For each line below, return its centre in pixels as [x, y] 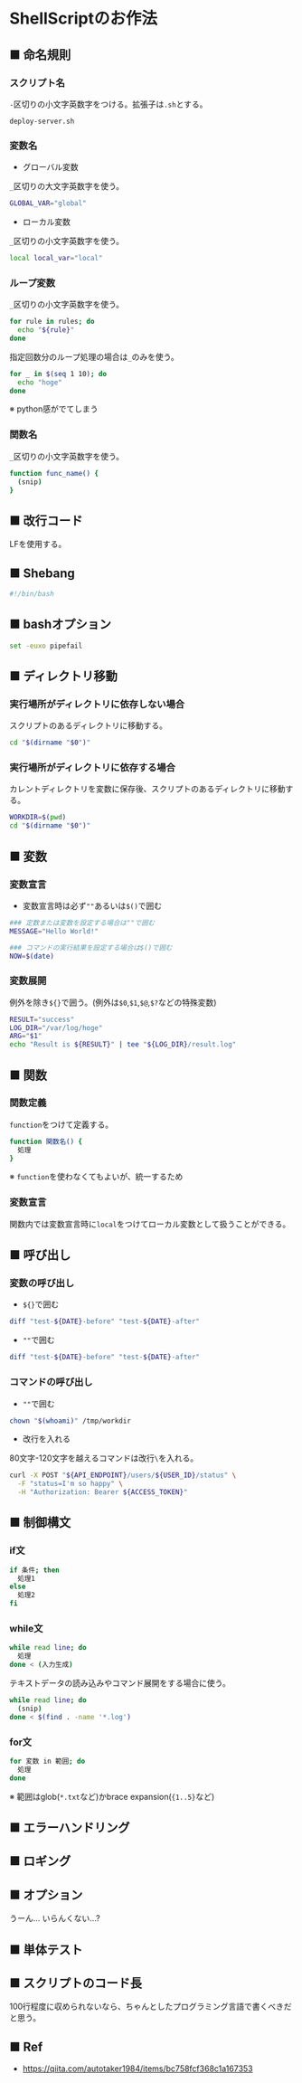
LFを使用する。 [38, 544]
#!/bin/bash [32, 594]
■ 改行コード [46, 521]
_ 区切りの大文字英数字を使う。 [67, 186]
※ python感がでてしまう [54, 409]
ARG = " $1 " [26, 1037]
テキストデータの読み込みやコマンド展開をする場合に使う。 [120, 1683]
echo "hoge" [40, 382]
